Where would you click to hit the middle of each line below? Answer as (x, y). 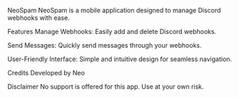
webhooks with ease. (39, 18)
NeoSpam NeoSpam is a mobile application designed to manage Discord (114, 10)
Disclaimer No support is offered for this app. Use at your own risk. (106, 87)
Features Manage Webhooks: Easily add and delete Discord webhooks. (112, 32)
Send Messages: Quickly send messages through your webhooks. (105, 45)
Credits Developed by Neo (46, 73)
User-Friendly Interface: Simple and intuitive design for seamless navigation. (120, 59)
